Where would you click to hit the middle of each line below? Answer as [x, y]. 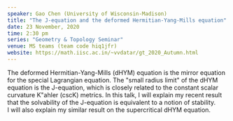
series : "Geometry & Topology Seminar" [65, 40]
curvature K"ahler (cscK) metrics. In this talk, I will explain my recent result [115, 94]
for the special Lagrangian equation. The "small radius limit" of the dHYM [113, 80]
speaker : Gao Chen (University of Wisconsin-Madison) [87, 14]
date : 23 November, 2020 [43, 27]
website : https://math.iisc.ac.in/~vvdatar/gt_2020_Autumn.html [103, 53]
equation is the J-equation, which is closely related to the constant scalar [113, 87]
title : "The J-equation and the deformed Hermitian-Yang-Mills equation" [117, 20]
